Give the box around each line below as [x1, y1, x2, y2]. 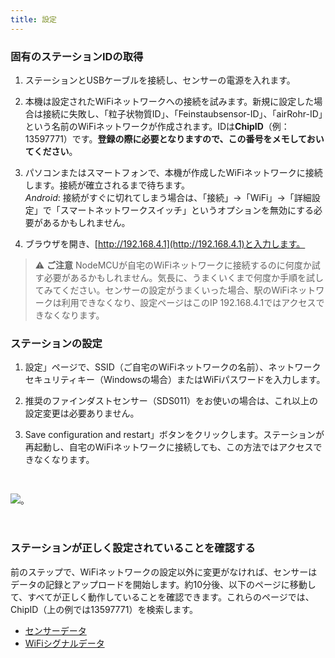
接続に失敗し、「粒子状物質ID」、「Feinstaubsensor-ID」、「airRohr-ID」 [42, 107, 323, 120]
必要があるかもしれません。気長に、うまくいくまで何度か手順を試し [43, 271, 324, 283]
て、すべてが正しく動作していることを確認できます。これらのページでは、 [10, 591, 315, 603]
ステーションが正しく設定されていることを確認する [10, 541, 256, 555]
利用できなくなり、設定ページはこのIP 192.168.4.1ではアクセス [61, 296, 317, 308]
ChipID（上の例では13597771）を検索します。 [10, 603, 198, 615]
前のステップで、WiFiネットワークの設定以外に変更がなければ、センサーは [10, 566, 318, 578]
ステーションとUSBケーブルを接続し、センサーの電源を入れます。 [24, 74, 296, 86]
